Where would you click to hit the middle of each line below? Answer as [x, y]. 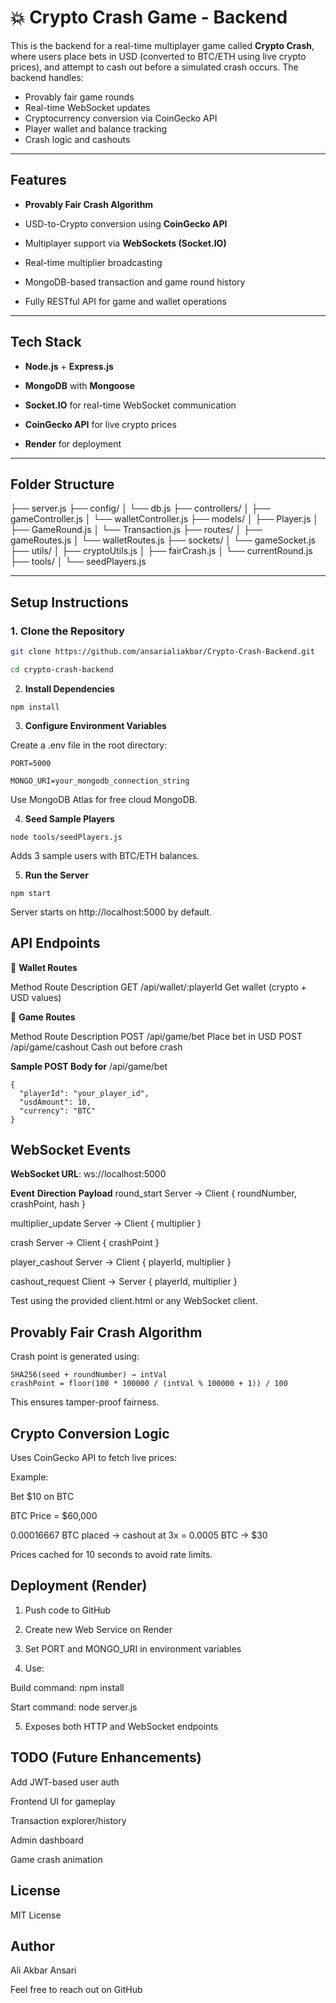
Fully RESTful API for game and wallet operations [125, 301]
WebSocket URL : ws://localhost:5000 [88, 1174]
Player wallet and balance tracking [96, 128]
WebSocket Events [71, 1150]
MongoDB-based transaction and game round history [135, 282]
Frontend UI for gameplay [63, 1801]
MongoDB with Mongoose [80, 385]
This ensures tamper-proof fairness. [85, 1402]
